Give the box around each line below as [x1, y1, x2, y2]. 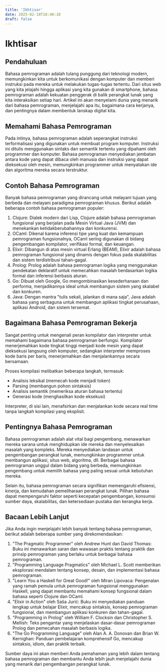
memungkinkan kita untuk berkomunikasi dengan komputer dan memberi [5, 76, 155, 82]
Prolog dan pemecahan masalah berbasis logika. [12, 625, 112, 631]
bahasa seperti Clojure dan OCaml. [12, 594, 84, 599]
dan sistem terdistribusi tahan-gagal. [12, 257, 88, 263]
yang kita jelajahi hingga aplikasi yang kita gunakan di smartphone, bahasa [5, 86, 158, 92]
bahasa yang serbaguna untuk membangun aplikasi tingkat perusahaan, [12, 299, 160, 305]
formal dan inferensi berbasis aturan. [12, 273, 88, 279]
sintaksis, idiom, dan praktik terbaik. [12, 641, 86, 647]
